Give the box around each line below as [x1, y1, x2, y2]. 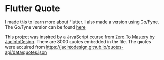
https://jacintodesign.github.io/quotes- [46, 44, 124, 50]
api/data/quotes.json [5, 49, 47, 55]
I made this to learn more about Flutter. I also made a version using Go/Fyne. [5, 19, 159, 25]
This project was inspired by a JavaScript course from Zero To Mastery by [5, 34, 155, 40]
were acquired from [5, 44, 45, 50]
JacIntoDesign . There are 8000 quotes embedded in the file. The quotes [5, 39, 151, 44]
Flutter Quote [5, 3, 60, 14]
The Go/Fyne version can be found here [5, 24, 86, 30]
